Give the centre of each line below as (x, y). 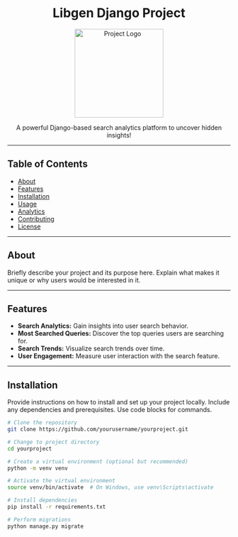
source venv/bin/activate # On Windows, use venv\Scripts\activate (110, 487)
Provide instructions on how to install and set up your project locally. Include (119, 402)
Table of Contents (48, 164)
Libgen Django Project (119, 13)
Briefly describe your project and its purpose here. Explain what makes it (113, 272)
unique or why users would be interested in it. (74, 280)
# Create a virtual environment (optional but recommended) (98, 461)
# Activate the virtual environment (61, 481)
